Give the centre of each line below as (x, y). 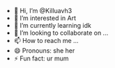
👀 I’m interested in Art (45, 18)
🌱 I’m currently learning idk (53, 25)
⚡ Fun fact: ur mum (41, 58)
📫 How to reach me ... (46, 41)
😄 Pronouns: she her (44, 51)
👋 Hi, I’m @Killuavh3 (43, 11)
